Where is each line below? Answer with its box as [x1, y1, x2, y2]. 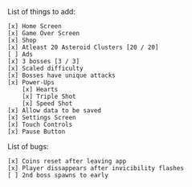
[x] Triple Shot [22, 92, 77, 100]
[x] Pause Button [7, 128, 66, 136]
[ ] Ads [7, 51, 34, 59]
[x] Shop [7, 36, 37, 44]
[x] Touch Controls [7, 120, 73, 128]
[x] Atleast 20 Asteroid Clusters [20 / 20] [7, 43, 159, 51]
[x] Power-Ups [7, 79, 55, 87]
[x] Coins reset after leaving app [7, 157, 127, 165]
